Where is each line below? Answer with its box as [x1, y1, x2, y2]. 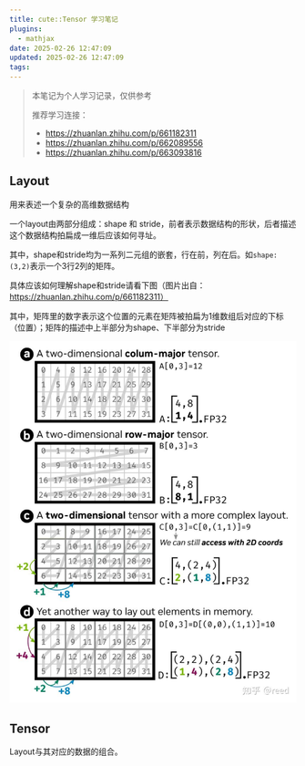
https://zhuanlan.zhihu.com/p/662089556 [45, 138, 203, 148]
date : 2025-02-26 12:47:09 [9, 44, 112, 53]
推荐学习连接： [31, 109, 88, 120]
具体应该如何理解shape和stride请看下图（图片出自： [9, 279, 206, 291]
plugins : [9, 24, 43, 34]
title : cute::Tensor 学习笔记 [9, 15, 118, 24]
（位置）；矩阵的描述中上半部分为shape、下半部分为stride [9, 322, 226, 333]
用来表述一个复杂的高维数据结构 [9, 199, 129, 210]
